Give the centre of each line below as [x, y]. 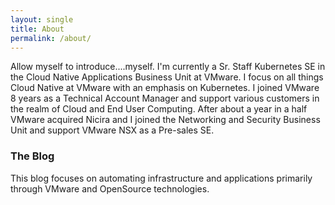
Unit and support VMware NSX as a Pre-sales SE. [112, 130]
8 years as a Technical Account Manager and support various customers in [165, 98]
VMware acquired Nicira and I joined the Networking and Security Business [165, 120]
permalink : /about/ [51, 38]
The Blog [32, 156]
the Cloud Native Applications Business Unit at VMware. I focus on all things [167, 77]
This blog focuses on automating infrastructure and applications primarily [161, 178]
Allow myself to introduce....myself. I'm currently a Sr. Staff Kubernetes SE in [168, 67]
